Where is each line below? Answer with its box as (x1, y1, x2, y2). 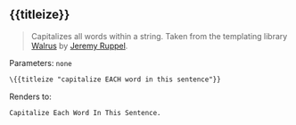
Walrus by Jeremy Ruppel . (30, 40, 128, 51)
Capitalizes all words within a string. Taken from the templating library (30, 30, 288, 41)
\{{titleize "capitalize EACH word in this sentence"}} (9, 75, 221, 84)
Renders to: (9, 91, 52, 102)
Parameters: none (9, 57, 73, 68)
